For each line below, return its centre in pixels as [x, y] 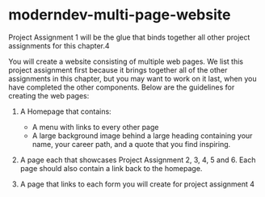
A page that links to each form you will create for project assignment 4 [137, 184]
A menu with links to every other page [95, 127]
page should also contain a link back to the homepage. [111, 168]
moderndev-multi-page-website [120, 15]
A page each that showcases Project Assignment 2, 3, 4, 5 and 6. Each [138, 160]
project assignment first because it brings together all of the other [118, 69]
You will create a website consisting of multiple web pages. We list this [126, 61]
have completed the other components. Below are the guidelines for [122, 87]
